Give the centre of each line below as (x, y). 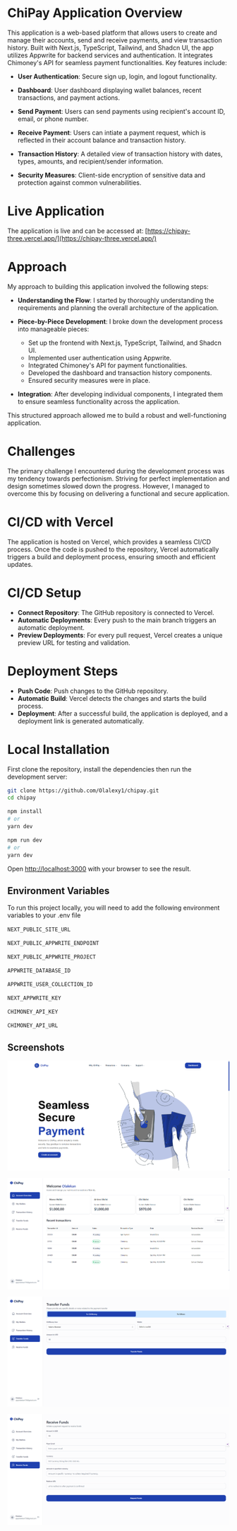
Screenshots (36, 1047)
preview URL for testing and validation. (74, 643)
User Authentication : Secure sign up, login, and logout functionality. (117, 76)
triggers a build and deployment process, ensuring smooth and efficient (112, 556)
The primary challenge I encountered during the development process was (116, 471)
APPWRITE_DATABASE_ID (39, 971)
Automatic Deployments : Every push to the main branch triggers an (117, 620)
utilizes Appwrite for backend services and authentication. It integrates (110, 55)
